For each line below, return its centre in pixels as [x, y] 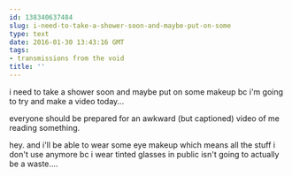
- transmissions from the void [67, 58]
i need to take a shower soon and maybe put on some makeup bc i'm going [146, 92]
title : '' [27, 67]
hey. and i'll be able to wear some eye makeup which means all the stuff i [142, 145]
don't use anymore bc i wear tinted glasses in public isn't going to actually [144, 154]
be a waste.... [34, 164]
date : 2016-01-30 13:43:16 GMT [67, 42]
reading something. [45, 127]
